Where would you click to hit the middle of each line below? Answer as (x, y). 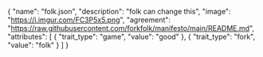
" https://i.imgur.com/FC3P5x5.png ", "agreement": (89, 20)
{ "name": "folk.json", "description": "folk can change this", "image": (119, 11)
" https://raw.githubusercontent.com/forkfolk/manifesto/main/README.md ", (131, 28)
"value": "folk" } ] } (38, 45)
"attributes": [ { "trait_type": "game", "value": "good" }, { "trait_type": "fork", (131, 36)
